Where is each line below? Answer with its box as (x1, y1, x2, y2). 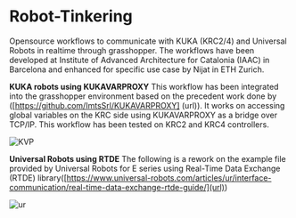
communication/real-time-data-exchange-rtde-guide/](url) (9, 182, 226, 192)
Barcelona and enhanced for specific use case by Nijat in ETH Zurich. (9, 64, 265, 75)
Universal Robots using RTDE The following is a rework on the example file (9, 153, 287, 164)
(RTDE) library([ (9, 172, 67, 183)
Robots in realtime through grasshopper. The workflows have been (9, 44, 255, 55)
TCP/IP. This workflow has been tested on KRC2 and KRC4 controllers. (9, 118, 269, 130)
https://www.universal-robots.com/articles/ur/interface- (66, 172, 272, 183)
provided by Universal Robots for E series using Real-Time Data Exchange (9, 163, 281, 174)
